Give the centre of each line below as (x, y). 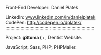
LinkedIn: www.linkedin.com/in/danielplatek (50, 17)
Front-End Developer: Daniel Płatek (42, 7)
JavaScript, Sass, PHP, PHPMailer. (41, 47)
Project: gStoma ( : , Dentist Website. (44, 38)
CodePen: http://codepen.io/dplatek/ (43, 22)
